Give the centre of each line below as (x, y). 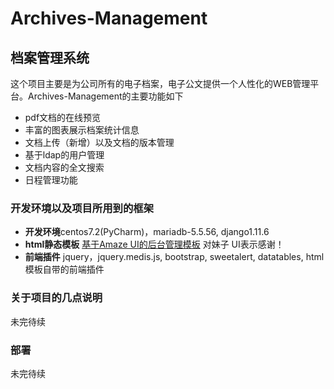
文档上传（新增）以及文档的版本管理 (99, 142)
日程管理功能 (51, 180)
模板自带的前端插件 (64, 269)
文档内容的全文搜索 (64, 167)
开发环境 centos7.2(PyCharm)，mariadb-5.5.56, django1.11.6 (147, 232)
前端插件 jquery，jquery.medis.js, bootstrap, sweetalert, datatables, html (174, 257)
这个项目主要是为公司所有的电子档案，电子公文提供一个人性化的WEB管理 (160, 83)
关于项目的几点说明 (56, 298)
